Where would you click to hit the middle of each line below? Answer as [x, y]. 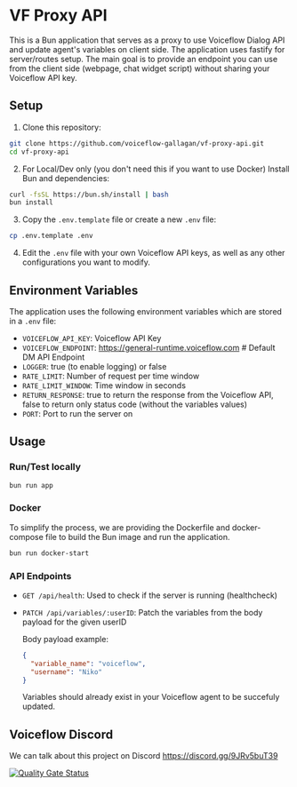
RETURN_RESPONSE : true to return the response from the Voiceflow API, [148, 394]
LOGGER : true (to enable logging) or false [94, 366]
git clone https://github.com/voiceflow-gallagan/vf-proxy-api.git [137, 143]
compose [27, 537]
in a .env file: [33, 321]
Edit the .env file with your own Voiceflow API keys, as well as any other [153, 253]
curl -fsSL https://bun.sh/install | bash [89, 195]
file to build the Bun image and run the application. [138, 537]
